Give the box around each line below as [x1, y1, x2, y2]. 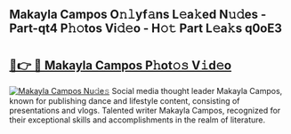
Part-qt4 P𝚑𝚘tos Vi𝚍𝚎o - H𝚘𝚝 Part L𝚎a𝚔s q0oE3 [9, 21, 282, 36]
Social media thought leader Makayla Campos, [111, 86, 283, 96]
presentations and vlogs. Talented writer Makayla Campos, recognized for [9, 106, 281, 115]
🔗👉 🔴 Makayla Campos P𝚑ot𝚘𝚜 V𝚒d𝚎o [9, 58, 232, 73]
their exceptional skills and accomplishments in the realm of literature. [9, 114, 266, 125]
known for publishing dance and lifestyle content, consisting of [9, 96, 240, 106]
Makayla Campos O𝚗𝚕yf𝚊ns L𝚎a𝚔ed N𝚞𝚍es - [9, 7, 267, 22]
